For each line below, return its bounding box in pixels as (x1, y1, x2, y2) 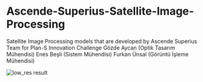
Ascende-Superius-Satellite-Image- (6, 4, 194, 18)
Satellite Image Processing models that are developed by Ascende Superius (6, 37, 197, 45)
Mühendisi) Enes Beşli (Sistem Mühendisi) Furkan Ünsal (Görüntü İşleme (6, 50, 189, 58)
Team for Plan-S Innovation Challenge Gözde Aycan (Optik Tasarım (6, 44, 175, 51)
